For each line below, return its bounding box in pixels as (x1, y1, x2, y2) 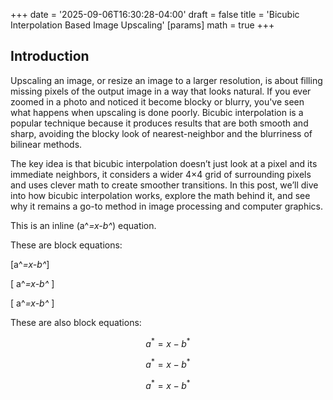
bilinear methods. (10, 138, 83, 150)
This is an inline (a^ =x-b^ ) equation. (10, 219, 157, 231)
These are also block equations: (10, 316, 142, 328)
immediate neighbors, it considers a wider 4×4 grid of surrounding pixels (10, 168, 312, 180)
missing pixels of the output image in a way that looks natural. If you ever (10, 85, 312, 97)
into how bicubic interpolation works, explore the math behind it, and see (10, 189, 311, 201)
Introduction (10, 48, 90, 65)
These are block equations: (10, 239, 123, 251)
